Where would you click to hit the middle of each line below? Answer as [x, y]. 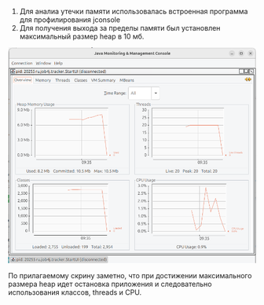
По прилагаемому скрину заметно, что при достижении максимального [130, 276]
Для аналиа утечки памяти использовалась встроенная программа [134, 11]
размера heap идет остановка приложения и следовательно [110, 284]
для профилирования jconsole [70, 20]
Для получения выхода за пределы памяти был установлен [120, 28]
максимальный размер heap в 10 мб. [82, 36]
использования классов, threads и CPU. [75, 292]
